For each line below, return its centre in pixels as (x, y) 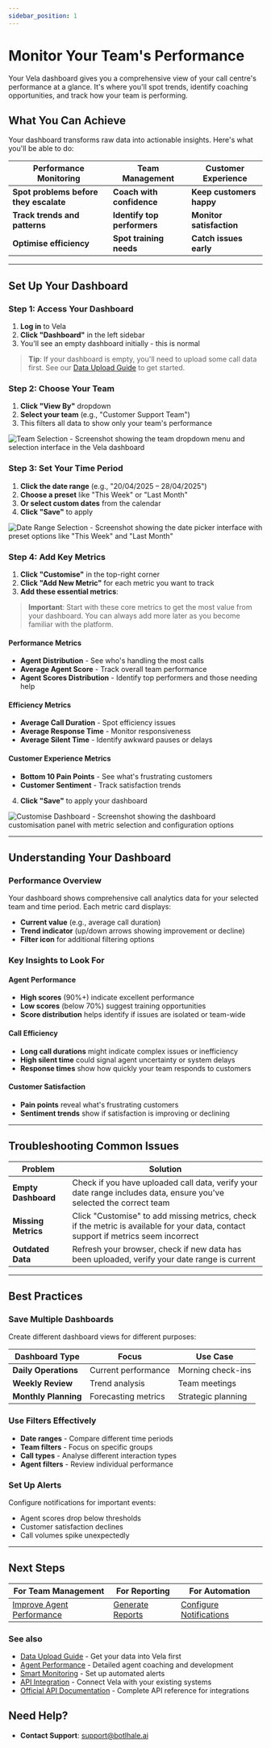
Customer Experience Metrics (60, 758)
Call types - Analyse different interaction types (98, 1455)
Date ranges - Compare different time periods (96, 1438)
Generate (131, 1604)
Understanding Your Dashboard (90, 857)
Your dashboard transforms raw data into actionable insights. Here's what (131, 140)
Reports (128, 1614)
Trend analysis (117, 1383)
